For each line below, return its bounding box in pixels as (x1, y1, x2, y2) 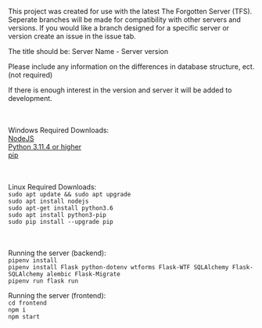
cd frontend (8, 299, 47, 307)
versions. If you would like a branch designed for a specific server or (8, 23, 229, 32)
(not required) (8, 70, 53, 79)
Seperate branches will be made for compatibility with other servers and (8, 15, 241, 24)
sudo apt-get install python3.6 (8, 204, 113, 212)
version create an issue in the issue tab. (8, 31, 136, 41)
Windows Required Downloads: (8, 125, 109, 135)
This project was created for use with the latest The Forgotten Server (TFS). (8, 7, 253, 16)
